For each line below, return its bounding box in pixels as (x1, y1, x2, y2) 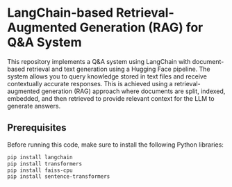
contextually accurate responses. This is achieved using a (7, 79, 173, 88)
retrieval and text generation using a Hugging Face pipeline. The (26, 65, 210, 73)
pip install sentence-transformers (7, 173, 110, 180)
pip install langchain (7, 154, 73, 161)
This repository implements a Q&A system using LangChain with (7, 57, 191, 65)
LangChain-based (7, 5, 113, 21)
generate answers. (7, 101, 61, 110)
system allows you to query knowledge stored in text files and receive (7, 72, 207, 81)
